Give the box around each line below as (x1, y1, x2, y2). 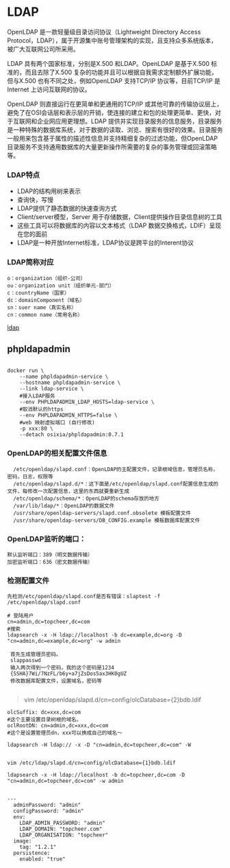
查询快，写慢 (16, 196, 53, 204)
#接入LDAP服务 (19, 393, 55, 400)
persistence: (13, 849, 51, 857)
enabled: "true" (19, 856, 66, 863)
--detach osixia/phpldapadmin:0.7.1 (19, 431, 125, 438)
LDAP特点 (7, 170, 40, 179)
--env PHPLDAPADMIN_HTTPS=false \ (19, 412, 118, 419)
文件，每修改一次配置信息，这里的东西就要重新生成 (7, 488, 130, 494)
